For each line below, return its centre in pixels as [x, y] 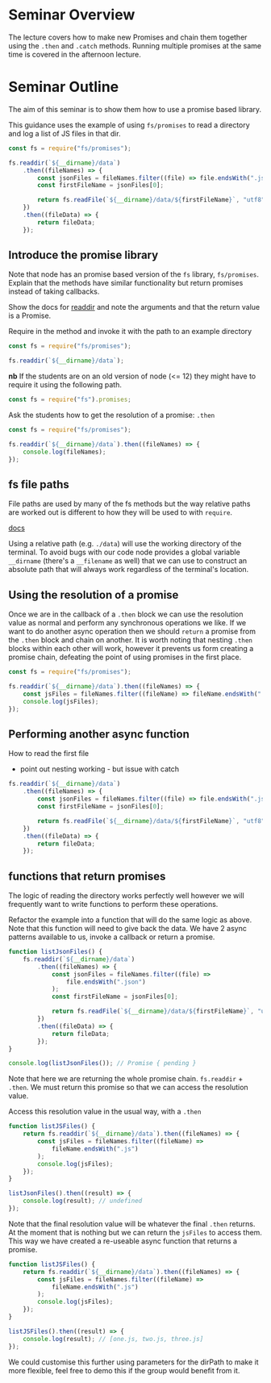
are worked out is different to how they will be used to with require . [120, 512]
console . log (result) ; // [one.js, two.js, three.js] [113, 1339]
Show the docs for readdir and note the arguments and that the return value [134, 307]
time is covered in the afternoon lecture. [75, 54]
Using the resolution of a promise [94, 595]
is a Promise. [30, 315]
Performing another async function [99, 734]
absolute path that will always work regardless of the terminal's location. [129, 570]
